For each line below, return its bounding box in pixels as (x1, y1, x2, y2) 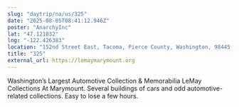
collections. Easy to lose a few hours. (29, 91, 139, 100)
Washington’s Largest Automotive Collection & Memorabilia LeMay (7, 76, 202, 85)
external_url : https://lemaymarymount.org (7, 57, 135, 64)
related (7, 91, 28, 100)
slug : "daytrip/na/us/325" (7, 10, 87, 18)
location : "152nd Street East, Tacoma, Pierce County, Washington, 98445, (7, 44, 234, 51)
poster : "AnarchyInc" (7, 24, 72, 31)
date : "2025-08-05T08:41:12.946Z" (7, 17, 110, 24)
